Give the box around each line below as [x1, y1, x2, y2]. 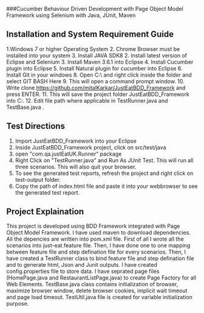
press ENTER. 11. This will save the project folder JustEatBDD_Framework [6, 91, 189, 98]
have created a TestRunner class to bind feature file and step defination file [6, 255, 194, 262]
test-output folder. [15, 176, 61, 183]
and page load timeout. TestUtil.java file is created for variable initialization [6, 294, 193, 301]
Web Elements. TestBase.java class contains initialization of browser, [6, 281, 178, 288]
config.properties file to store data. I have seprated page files [6, 267, 160, 275]
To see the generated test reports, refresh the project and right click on [15, 170, 194, 177]
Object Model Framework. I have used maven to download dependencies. [6, 229, 191, 236]
